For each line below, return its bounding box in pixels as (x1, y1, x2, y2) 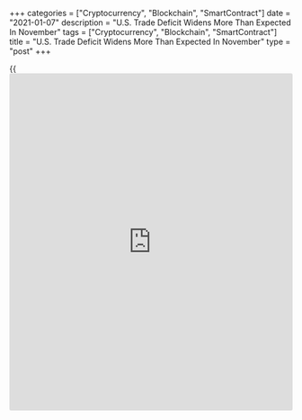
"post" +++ (9, 46, 51, 57)
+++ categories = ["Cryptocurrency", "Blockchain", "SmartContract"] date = (9, 8, 291, 18)
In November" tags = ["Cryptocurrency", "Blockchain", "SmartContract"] (9, 27, 278, 37)
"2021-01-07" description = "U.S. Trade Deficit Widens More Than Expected (9, 17, 292, 28)
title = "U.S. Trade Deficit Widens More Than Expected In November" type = (9, 36, 291, 47)
